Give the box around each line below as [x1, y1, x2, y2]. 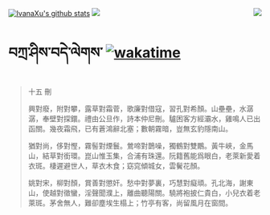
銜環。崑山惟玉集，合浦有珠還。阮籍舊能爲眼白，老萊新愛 [63, 151, 254, 160]
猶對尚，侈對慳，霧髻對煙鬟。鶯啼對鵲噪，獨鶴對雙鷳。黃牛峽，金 [27, 140, 247, 150]
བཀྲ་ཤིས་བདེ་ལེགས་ [8, 44, 103, 62]
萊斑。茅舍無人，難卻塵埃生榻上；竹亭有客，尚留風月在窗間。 [27, 197, 233, 208]
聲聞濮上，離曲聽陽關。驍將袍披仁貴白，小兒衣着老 [91, 188, 261, 197]
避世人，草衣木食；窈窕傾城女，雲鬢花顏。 [63, 160, 205, 170]
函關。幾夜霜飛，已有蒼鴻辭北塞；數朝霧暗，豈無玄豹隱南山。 [27, 124, 233, 133]
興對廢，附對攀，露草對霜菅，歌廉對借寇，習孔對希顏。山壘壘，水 [27, 103, 247, 113]
